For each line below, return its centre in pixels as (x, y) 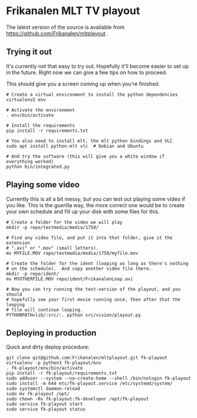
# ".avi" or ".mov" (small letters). (52, 248)
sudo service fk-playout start (45, 404)
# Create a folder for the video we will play (64, 222)
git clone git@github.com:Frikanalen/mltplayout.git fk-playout (87, 358)
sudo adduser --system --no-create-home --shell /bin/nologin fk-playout (99, 379)
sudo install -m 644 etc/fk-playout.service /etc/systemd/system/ (89, 384)
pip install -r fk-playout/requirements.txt (62, 373)
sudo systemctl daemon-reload (43, 389)
